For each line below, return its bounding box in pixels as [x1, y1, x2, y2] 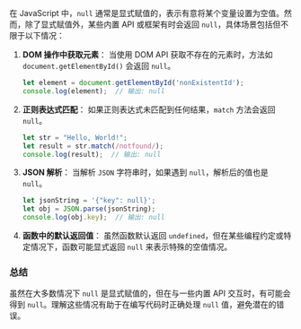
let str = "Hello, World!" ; [22, 133, 128, 142]
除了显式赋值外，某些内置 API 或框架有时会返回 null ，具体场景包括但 [24, 19, 281, 30]
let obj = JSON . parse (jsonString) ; [22, 204, 156, 213]
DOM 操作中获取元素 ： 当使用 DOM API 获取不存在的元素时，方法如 [22, 49, 273, 60]
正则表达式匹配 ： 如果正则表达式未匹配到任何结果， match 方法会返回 [22, 104, 276, 115]
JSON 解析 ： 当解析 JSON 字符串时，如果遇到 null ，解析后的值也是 [22, 167, 269, 177]
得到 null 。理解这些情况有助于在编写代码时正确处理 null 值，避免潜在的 [9, 299, 277, 310]
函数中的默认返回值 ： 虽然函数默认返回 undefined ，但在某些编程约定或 [22, 230, 285, 240]
